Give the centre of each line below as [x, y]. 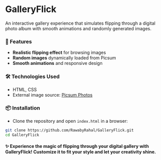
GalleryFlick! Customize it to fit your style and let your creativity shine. [80, 152]
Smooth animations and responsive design [57, 63]
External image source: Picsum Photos [53, 95]
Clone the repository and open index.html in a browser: [70, 121]
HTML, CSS [24, 90]
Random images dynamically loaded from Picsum [64, 58]
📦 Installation [23, 108]
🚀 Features [19, 41]
